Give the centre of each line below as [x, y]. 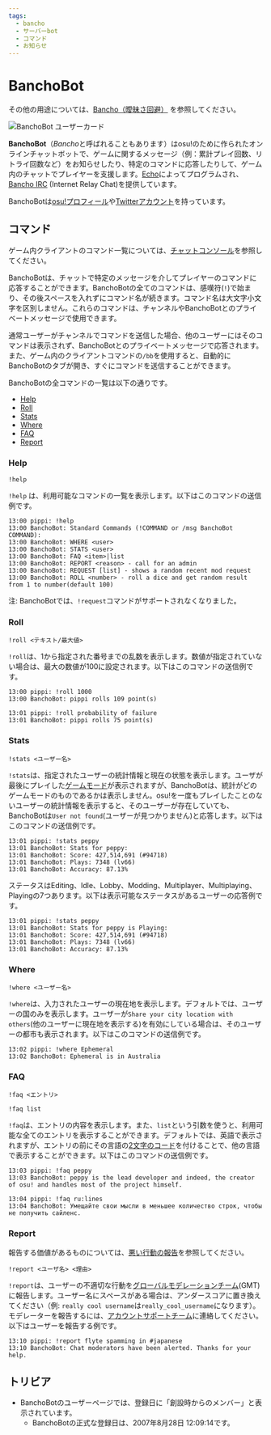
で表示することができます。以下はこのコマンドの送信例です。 [110, 1156]
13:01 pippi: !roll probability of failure [83, 713]
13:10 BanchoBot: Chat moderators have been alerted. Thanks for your [130, 1348]
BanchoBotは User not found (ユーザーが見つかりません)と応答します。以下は [135, 815]
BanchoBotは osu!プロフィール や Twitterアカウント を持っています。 [119, 201]
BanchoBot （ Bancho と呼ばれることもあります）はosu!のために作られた [129, 144]
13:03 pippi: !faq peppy [50, 1171]
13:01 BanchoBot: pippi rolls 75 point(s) [81, 721]
